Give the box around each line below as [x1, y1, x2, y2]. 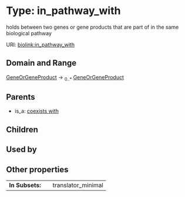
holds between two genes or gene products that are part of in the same [6, 23, 179, 30]
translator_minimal [52, 181, 104, 189]
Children [6, 124, 38, 134]
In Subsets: [9, 181, 41, 189]
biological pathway [6, 29, 52, 36]
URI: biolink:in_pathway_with [6, 41, 75, 48]
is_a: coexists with [14, 107, 59, 115]
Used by [6, 145, 37, 155]
